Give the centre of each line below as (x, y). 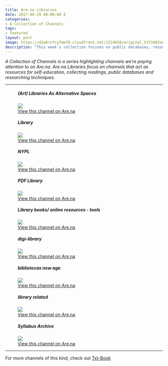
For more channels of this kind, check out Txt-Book (58, 358)
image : (12, 43)
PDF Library (30, 181)
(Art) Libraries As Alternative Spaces (57, 94)
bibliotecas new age (39, 268)
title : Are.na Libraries (31, 10)
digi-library (30, 239)
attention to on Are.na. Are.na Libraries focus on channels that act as (77, 67)
